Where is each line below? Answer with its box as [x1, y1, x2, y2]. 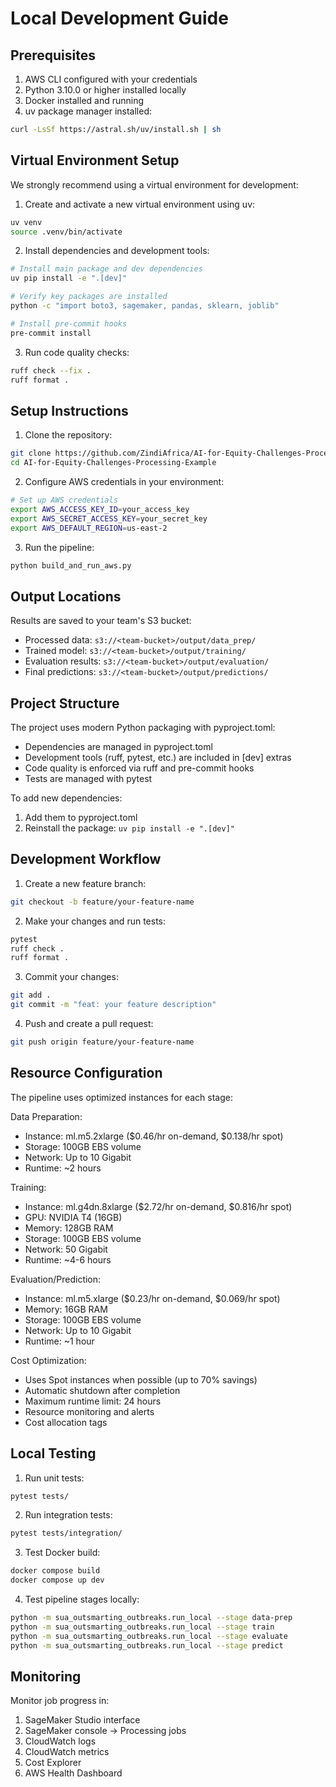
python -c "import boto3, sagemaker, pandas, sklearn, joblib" [10, 301, 280, 311]
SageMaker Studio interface [24, 1714, 141, 1726]
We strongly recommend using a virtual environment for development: [10, 178, 299, 191]
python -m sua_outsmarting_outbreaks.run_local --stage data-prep [10, 1613, 293, 1623]
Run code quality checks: [24, 346, 130, 358]
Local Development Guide [10, 7, 229, 30]
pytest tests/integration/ [10, 1528, 123, 1539]
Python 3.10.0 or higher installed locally [24, 84, 187, 96]
